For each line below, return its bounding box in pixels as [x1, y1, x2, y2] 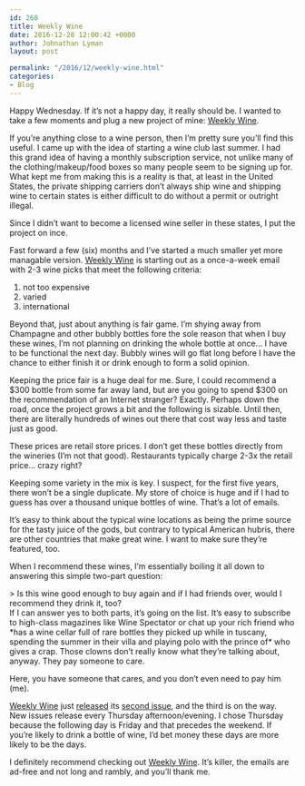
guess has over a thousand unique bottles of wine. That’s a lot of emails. [9, 496, 280, 507]
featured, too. [9, 543, 61, 554]
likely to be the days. [9, 739, 87, 750]
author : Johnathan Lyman [9, 38, 103, 48]
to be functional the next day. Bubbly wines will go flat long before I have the [9, 347, 296, 359]
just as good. [9, 423, 58, 434]
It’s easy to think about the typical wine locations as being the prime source [9, 514, 292, 525]
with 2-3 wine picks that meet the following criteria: [9, 264, 202, 275]
